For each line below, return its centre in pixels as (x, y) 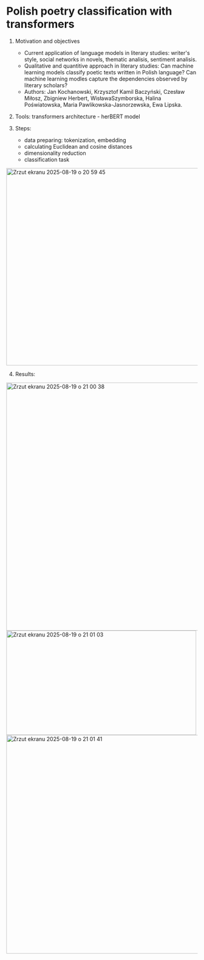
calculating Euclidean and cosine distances (78, 146)
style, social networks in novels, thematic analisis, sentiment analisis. (110, 59)
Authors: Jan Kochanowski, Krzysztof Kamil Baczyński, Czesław (104, 91)
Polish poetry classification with (89, 11)
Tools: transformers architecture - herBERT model (78, 116)
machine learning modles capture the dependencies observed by (106, 79)
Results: (25, 374)
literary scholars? (46, 85)
